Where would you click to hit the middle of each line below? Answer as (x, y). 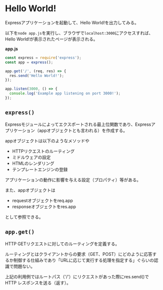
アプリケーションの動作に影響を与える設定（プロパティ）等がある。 (73, 180)
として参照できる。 (24, 217)
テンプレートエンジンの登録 (40, 169)
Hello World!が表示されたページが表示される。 (52, 39)
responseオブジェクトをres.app (44, 206)
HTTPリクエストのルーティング (43, 151)
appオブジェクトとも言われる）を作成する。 (83, 130)
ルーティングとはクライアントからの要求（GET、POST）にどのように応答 (79, 254)
